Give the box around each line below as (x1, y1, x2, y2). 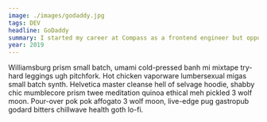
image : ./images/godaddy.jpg (8, 11, 105, 20)
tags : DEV (8, 19, 41, 27)
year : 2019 (8, 41, 44, 49)
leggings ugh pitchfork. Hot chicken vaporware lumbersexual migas (25, 71, 247, 81)
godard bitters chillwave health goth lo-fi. (8, 105, 144, 115)
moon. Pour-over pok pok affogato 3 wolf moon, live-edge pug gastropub (8, 97, 250, 106)
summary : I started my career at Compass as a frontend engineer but (8, 33, 244, 42)
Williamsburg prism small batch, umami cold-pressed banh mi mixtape (8, 63, 239, 72)
